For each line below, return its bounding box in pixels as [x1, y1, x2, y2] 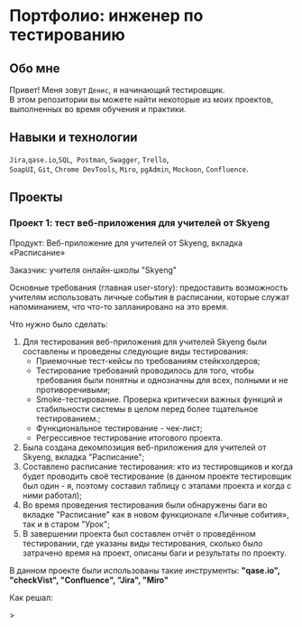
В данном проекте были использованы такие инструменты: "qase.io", [9, 565, 280, 576]
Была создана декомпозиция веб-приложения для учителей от [22, 442, 267, 453]
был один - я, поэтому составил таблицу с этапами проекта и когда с [22, 480, 292, 491]
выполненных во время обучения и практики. [9, 104, 187, 114]
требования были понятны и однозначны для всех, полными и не [35, 374, 288, 385]
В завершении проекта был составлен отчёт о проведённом [22, 528, 257, 538]
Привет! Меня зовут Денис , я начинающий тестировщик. [9, 85, 225, 95]
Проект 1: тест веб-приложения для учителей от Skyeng [9, 217, 270, 229]
